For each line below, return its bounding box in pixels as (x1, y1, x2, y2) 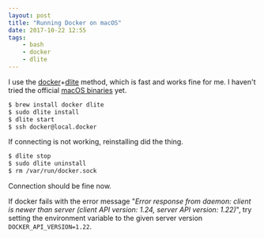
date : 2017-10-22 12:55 (8, 26, 87, 34)
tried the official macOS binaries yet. (8, 85, 127, 95)
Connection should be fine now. (8, 181, 112, 190)
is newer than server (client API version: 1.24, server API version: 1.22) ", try (8, 205, 252, 214)
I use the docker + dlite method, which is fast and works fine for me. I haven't (8, 77, 256, 87)
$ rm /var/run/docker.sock (8, 167, 97, 175)
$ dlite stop (8, 152, 51, 160)
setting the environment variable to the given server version (8, 214, 203, 222)
